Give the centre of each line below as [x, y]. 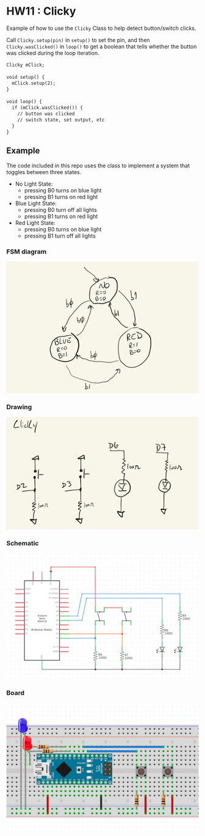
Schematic [23, 543]
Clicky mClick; [26, 65]
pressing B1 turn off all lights [60, 236]
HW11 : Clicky [41, 11]
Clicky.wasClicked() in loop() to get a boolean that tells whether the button [102, 46]
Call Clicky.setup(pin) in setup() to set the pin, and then [78, 40]
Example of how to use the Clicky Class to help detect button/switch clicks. [101, 28]
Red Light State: [35, 223]
